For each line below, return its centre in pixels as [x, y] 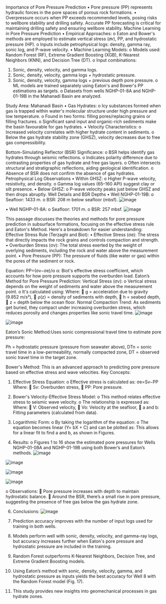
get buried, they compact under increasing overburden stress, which [76, 307]
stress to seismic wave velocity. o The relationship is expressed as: [81, 402]
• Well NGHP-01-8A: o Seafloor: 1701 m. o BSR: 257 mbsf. [64, 209]
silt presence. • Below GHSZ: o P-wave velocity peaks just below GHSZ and [83, 189]
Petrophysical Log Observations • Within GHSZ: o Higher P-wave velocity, [81, 179]
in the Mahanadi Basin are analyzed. [65, 96]
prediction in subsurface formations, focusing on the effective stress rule [80, 224]
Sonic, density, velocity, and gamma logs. [55, 70]
